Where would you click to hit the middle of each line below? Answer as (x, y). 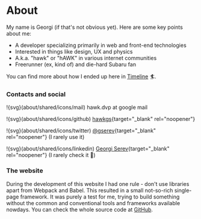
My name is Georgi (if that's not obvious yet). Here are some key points (95, 27)
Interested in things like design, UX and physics (74, 51)
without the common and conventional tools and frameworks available (93, 203)
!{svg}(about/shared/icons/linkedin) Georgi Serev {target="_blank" (88, 149)
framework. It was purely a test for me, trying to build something (100, 197)
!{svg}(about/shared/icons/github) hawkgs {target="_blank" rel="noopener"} (101, 119)
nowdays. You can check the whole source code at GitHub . (80, 209)
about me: (19, 33)
